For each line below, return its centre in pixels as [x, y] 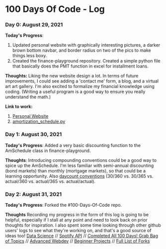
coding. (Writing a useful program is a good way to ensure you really [75, 92]
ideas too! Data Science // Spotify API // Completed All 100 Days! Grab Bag [82, 236]
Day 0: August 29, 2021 [34, 25]
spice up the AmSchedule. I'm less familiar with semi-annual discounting [80, 166]
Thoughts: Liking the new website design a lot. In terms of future [72, 76]
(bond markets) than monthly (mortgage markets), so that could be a [75, 170]
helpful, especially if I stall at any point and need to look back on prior [76, 220]
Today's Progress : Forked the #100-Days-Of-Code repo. [64, 205]
